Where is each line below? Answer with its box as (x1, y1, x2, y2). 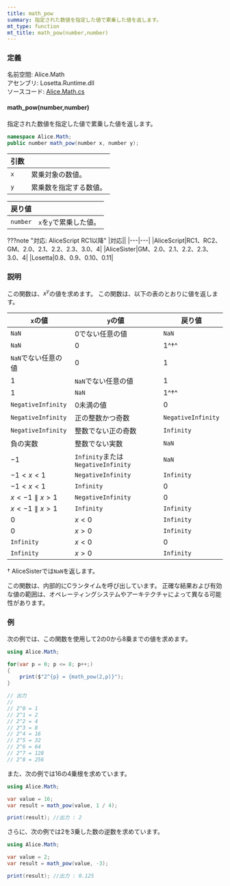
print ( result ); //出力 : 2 (7, 815, 82, 821)
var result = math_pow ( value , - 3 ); (7, 860, 109, 867)
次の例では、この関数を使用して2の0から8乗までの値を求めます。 (7, 635, 192, 643)
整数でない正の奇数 (74, 427, 137, 436)
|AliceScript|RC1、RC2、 (151, 236, 222, 245)
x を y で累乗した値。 (38, 217, 101, 227)
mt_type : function (7, 23, 60, 30)
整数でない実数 (74, 439, 123, 448)
